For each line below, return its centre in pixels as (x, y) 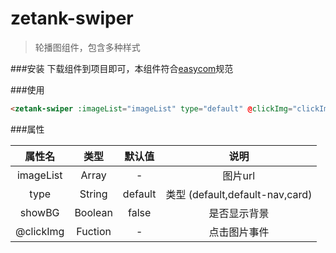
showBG (39, 212)
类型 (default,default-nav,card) (239, 194)
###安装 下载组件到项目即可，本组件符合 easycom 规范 (122, 68)
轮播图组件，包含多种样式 (87, 47)
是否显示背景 (239, 213)
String (93, 194)
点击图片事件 (239, 232)
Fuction (94, 231)
